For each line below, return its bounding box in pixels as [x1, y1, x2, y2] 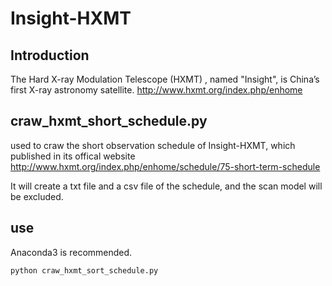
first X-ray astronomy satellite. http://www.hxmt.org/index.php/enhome [10, 84, 303, 96]
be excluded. [10, 190, 64, 202]
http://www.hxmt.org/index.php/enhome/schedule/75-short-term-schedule [10, 160, 321, 172]
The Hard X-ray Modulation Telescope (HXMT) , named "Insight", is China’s [10, 73, 320, 85]
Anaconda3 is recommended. [10, 246, 133, 258]
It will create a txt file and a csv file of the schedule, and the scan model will [10, 180, 323, 192]
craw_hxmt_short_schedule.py [10, 113, 208, 130]
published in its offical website [10, 150, 136, 162]
